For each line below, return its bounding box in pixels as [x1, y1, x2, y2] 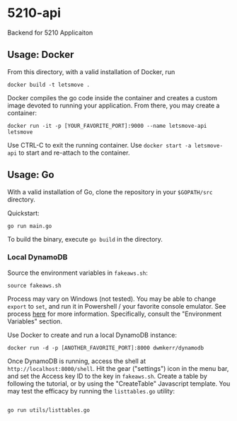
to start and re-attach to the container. [18, 148, 130, 157]
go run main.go [7, 223, 52, 230]
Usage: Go [7, 169, 54, 181]
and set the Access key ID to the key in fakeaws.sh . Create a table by [7, 372, 207, 380]
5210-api [7, 5, 62, 21]
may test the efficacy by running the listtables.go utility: [7, 386, 175, 395]
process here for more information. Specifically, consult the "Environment [7, 309, 222, 318]
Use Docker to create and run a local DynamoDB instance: [7, 331, 177, 339]
